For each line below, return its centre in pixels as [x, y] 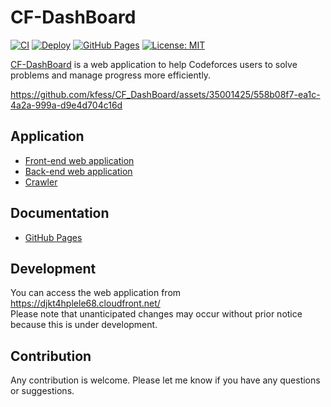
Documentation [60, 213]
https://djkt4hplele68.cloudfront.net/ [85, 303]
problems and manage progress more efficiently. [111, 75]
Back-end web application [78, 171]
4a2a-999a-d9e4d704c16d [66, 105]
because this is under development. [84, 325]
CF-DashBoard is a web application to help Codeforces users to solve [154, 64]
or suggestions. [42, 391]
